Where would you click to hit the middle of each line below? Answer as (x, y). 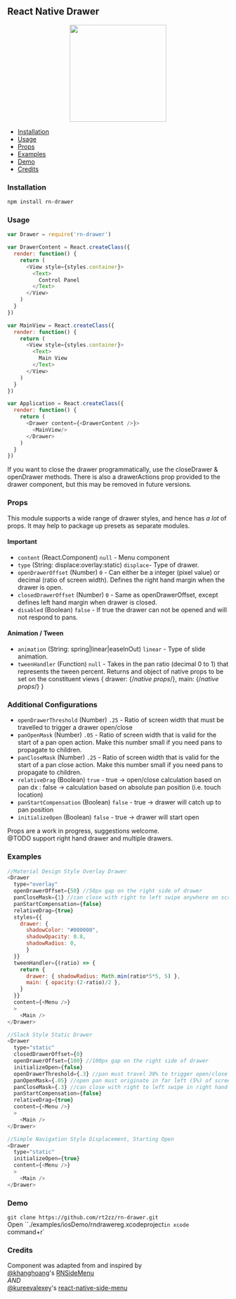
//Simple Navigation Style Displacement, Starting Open (91, 1139)
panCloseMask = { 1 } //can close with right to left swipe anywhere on (116, 897)
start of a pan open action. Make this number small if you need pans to (120, 742)
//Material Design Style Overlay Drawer (67, 871)
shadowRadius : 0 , (51, 943)
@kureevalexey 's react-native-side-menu (67, 1288)
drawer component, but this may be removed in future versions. (99, 485)
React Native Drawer (53, 12)
